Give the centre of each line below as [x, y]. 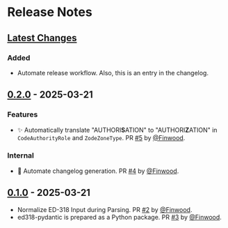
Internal [21, 155]
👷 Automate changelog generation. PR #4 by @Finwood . [98, 171]
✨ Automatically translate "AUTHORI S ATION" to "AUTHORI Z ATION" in [117, 130]
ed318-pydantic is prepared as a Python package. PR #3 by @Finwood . [120, 217]
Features [23, 114]
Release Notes [50, 12]
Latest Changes [42, 38]
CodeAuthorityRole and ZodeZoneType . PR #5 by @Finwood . [101, 137]
